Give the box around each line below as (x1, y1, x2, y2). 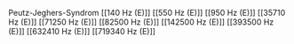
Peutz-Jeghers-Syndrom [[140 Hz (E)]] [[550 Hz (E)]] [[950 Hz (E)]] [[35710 (8, 8, 286, 18)
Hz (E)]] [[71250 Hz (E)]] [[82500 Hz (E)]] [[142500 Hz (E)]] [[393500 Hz (8, 17, 274, 27)
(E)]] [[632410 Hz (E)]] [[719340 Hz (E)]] (8, 26, 156, 36)
